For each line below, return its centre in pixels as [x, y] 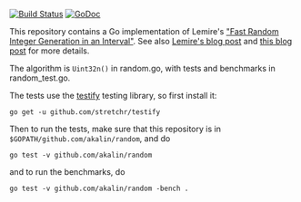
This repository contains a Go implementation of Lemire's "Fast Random [144, 31]
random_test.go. [40, 78]
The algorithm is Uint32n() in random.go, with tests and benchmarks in [142, 68]
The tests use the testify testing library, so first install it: [113, 96]
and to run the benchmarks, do [67, 172]
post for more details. [50, 51]
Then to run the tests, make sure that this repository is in [115, 129]
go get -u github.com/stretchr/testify [85, 112]
